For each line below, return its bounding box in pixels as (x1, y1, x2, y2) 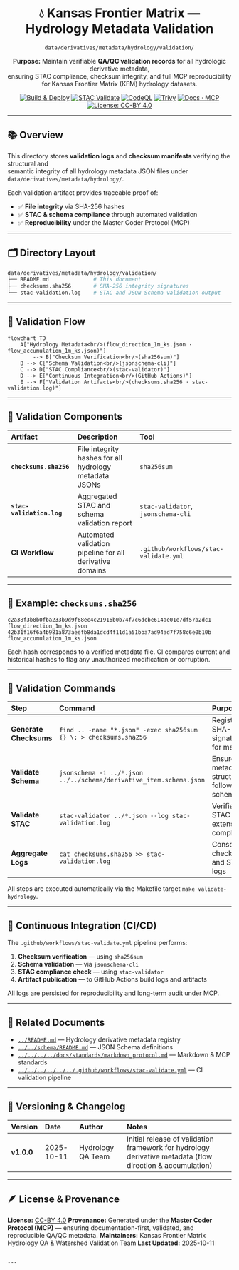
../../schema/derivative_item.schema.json (59, 776, 205, 785)
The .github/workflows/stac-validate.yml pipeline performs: (7, 939, 188, 947)
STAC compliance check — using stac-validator (17, 967, 164, 976)
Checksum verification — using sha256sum (17, 952, 144, 961)
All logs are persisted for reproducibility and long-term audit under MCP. (7, 989, 220, 997)
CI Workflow (11, 548, 55, 558)
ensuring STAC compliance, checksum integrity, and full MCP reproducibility (7, 71, 232, 80)
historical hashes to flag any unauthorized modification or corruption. (7, 655, 211, 663)
